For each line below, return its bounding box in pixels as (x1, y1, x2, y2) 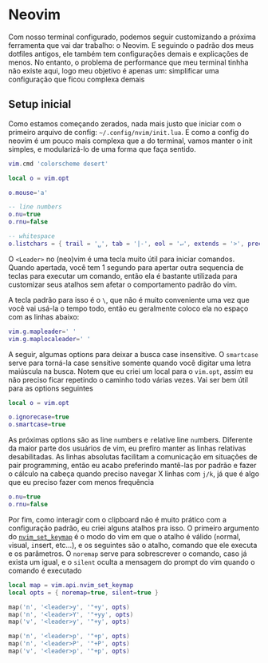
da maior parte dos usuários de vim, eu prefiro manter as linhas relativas (8, 443, 246, 453)
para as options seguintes (8, 383, 93, 393)
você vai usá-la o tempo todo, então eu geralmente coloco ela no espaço (8, 304, 249, 313)
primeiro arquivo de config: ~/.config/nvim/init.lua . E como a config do (8, 127, 250, 137)
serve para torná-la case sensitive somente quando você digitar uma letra (8, 358, 251, 367)
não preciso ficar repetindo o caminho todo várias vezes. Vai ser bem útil (8, 375, 249, 384)
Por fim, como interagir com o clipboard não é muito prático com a (8, 514, 227, 524)
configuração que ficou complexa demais (8, 74, 145, 84)
